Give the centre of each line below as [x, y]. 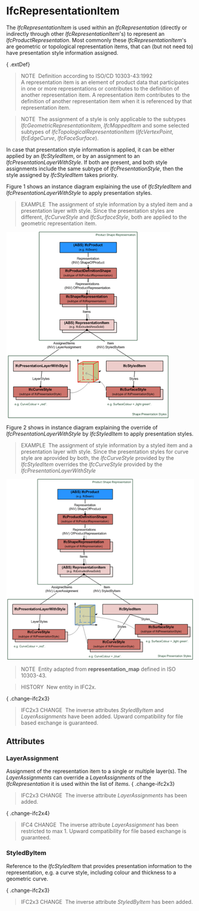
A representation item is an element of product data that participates [105, 82]
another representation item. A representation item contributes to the [105, 95]
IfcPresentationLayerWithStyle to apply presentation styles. [79, 192]
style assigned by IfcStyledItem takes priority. [62, 175]
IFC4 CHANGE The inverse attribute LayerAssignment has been [99, 825]
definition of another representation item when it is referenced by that [106, 101]
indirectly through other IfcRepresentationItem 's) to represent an [85, 33]
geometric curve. [27, 879]
